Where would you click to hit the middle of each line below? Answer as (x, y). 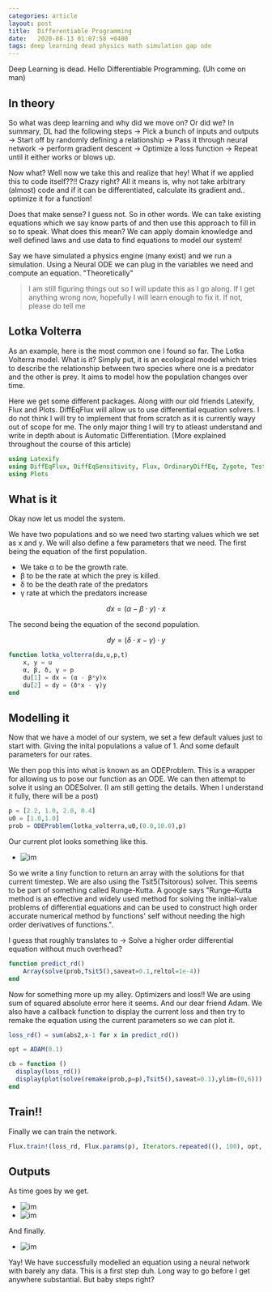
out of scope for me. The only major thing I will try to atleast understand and (136, 427)
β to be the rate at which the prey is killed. (90, 576)
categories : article (43, 16)
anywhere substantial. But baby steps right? (82, 1280)
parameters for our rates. (50, 755)
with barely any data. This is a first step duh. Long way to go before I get (130, 1271)
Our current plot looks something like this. (78, 841)
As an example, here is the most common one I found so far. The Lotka (126, 351)
